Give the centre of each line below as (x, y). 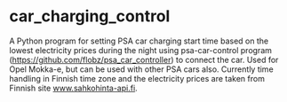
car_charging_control (90, 16)
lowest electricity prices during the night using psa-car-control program (141, 50)
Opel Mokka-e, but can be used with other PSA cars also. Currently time (141, 69)
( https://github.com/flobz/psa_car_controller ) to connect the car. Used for (144, 59)
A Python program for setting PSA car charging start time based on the (139, 41)
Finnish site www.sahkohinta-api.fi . (73, 88)
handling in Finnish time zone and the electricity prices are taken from (137, 78)
